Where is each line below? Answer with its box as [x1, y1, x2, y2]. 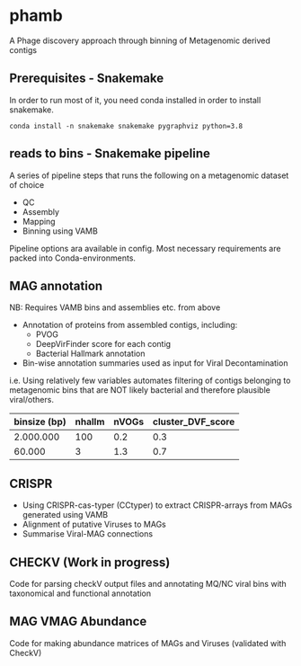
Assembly [22, 206, 60, 217]
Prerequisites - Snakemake [9, 71, 164, 86]
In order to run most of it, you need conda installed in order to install [9, 94, 261, 105]
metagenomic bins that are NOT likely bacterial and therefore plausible [9, 385, 271, 395]
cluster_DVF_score [152, 415, 235, 428]
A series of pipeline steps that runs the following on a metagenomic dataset [9, 170, 289, 181]
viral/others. [9, 395, 54, 405]
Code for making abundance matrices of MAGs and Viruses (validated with [9, 637, 287, 648]
